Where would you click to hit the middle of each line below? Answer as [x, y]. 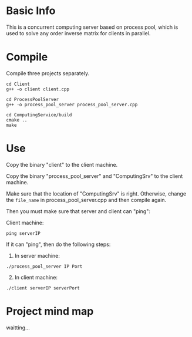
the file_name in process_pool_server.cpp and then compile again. [86, 200]
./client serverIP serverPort [43, 288]
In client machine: [36, 277]
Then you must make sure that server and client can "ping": [78, 211]
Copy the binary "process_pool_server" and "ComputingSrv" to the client [95, 176]
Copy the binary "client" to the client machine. [62, 164]
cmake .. [17, 120]
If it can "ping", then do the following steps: [58, 244]
